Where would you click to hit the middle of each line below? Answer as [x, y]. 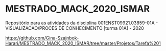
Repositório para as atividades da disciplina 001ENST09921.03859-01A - [82, 23]
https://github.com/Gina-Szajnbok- [42, 38]
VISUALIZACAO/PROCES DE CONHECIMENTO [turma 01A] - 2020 [75, 28]
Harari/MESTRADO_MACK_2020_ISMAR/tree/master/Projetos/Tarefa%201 [83, 43]
